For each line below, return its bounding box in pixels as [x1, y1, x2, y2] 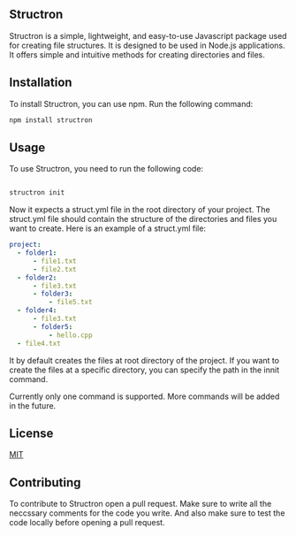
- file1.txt [32, 257, 77, 265]
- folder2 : [17, 273, 57, 282]
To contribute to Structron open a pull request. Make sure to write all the [9, 499, 272, 509]
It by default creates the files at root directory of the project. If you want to [9, 355, 280, 365]
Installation [9, 75, 72, 90]
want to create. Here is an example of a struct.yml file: [9, 223, 206, 234]
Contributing [9, 475, 81, 490]
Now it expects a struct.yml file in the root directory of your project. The [9, 204, 271, 215]
